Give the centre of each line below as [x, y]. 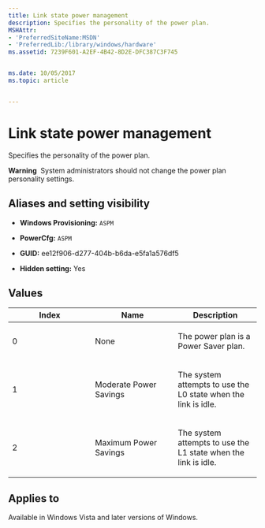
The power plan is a [214, 337]
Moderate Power [126, 385]
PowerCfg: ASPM [46, 238]
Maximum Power [126, 443]
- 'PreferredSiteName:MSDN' [54, 37]
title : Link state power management [68, 15]
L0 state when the [211, 395]
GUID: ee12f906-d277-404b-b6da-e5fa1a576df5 [99, 253]
